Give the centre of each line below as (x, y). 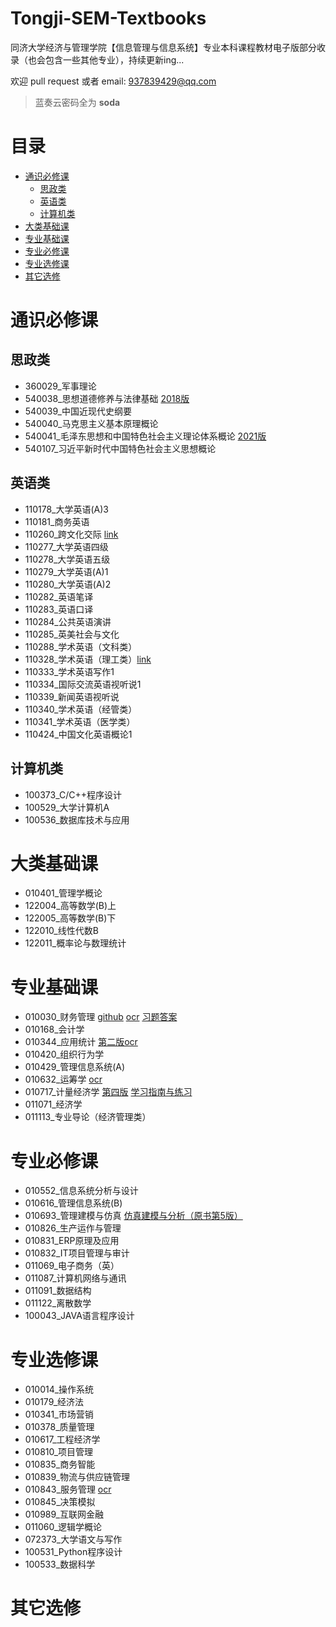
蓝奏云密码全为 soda (77, 102)
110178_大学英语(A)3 (67, 509)
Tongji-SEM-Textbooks (108, 18)
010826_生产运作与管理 (73, 1228)
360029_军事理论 (60, 386)
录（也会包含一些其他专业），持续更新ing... (97, 59)
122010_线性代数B (61, 931)
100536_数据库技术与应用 (77, 819)
